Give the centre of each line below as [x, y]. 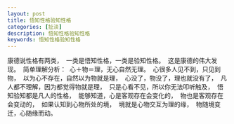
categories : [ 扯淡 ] [35, 27]
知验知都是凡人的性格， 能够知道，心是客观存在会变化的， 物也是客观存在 [115, 96]
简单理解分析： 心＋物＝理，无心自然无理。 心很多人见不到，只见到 [122, 69]
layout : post [26, 14]
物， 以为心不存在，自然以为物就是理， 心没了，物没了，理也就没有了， [112, 78]
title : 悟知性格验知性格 [39, 20]
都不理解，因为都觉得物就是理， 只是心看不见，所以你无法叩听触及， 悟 [118, 87]
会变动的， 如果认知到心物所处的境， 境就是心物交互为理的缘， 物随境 [111, 104]
